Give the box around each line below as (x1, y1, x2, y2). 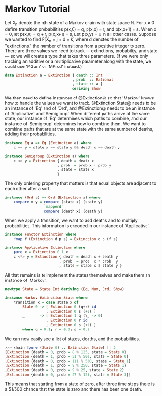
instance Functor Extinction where (5, 232, 77, 237)
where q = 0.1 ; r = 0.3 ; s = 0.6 (22, 327, 90, 332)
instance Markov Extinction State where (5, 295, 88, 300)
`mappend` (44, 204, 64, 209)
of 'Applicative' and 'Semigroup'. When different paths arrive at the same (5, 111, 150, 116)
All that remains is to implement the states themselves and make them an (5, 272, 151, 278)
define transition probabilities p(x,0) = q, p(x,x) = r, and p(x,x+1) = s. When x (5, 26, 156, 32)
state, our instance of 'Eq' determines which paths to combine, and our (5, 115, 147, 122)
